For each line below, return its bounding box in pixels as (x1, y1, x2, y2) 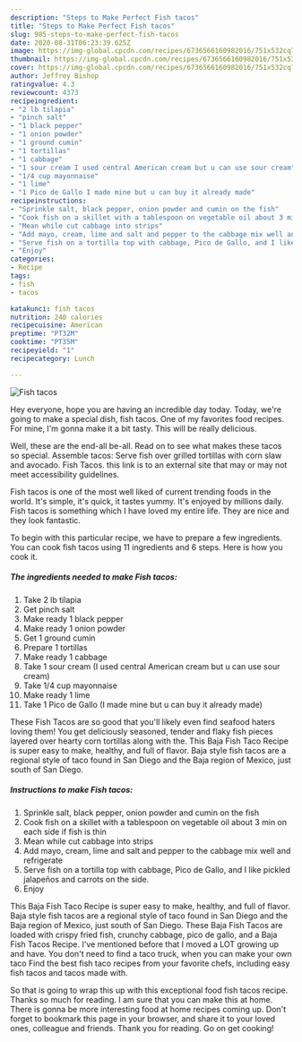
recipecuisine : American (10, 321, 103, 330)
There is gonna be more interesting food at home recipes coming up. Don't (10, 1003, 287, 1014)
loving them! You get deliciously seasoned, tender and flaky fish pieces (10, 726, 273, 736)
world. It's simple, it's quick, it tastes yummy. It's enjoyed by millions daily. (10, 495, 284, 506)
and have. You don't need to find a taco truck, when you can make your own (10, 948, 292, 959)
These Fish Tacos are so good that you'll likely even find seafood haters (10, 716, 276, 727)
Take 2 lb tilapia (22, 594, 82, 605)
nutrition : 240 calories (10, 313, 103, 322)
